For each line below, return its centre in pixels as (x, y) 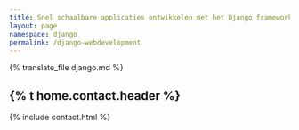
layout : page (33, 26)
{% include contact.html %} (60, 118)
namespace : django (43, 34)
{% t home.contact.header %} (95, 96)
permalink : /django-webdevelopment (75, 42)
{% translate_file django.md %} (66, 68)
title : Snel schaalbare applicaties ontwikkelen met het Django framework (151, 17)
